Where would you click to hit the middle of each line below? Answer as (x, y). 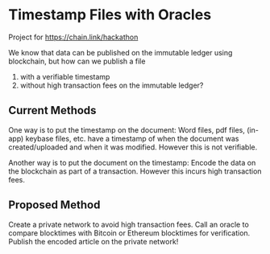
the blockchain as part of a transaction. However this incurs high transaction (135, 171)
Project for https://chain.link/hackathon (73, 37)
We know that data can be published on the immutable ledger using (120, 52)
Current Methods (52, 111)
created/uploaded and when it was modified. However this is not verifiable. (133, 147)
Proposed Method (54, 205)
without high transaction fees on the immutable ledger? (112, 85)
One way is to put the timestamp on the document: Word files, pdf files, (127, 129)
